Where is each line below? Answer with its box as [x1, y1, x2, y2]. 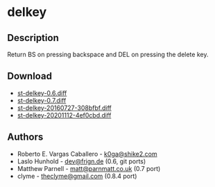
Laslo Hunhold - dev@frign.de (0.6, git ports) [17, 157, 146, 165]
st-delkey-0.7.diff [17, 96, 67, 104]
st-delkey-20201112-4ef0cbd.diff [17, 111, 112, 119]
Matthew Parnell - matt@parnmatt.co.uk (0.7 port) [17, 164, 161, 172]
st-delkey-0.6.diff [17, 88, 67, 97]
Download [7, 70, 52, 82]
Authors [7, 131, 44, 143]
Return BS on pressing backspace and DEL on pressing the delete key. [7, 50, 209, 58]
